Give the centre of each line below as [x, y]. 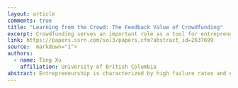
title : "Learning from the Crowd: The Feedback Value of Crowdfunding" [115, 27]
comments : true [30, 21]
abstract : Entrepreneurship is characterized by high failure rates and [117, 73]
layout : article [31, 14]
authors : [20, 54]
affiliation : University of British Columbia [89, 67]
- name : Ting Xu [38, 60]
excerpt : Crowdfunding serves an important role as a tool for [103, 34]
